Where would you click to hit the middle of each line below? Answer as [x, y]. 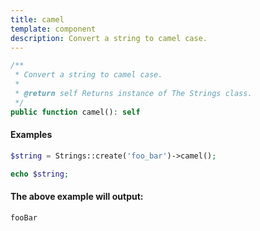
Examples [31, 135]
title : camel [37, 19]
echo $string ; [40, 174]
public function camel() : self [75, 112]
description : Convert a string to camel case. [109, 38]
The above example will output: [77, 197]
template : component [53, 29]
